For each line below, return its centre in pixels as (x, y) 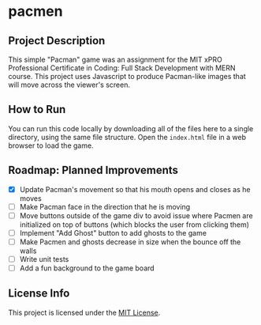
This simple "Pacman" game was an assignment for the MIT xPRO (115, 59)
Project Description (57, 41)
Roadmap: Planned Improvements (93, 170)
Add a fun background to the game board (87, 268)
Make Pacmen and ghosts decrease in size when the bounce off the (130, 242)
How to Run (37, 110)
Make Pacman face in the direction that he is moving (105, 206)
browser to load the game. (51, 145)
